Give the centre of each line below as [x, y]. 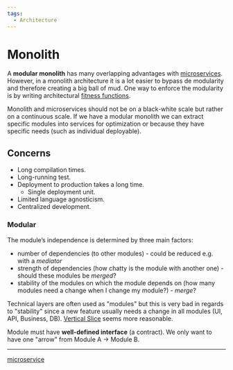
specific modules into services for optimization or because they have [106, 124]
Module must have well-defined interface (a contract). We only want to [110, 332]
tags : [15, 14]
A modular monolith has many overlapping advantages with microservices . [115, 74]
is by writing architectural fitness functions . [69, 96]
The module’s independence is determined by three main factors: [101, 239]
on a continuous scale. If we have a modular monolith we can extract [105, 117]
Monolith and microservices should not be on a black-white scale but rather [115, 109]
